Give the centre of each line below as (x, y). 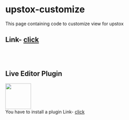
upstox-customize (45, 9)
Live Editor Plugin (34, 74)
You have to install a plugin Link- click (45, 112)
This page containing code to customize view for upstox (64, 24)
